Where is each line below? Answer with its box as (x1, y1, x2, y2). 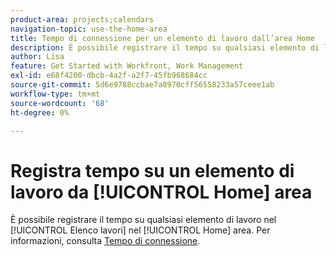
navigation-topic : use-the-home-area (10, 24, 168, 34)
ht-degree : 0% (10, 107, 70, 118)
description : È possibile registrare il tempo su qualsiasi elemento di (10, 42, 320, 53)
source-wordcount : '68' (10, 98, 110, 108)
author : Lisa (10, 52, 65, 62)
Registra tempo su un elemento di (10, 159, 295, 182)
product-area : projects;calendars (10, 14, 155, 25)
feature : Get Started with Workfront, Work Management (10, 61, 244, 71)
